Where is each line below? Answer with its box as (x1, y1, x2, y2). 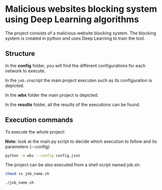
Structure (5, 50, 35, 58)
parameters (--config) (5, 143, 50, 149)
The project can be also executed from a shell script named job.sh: (5, 162, 141, 168)
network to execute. (5, 68, 46, 74)
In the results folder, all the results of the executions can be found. (5, 102, 140, 108)
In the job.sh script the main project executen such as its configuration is (5, 77, 153, 83)
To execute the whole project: (5, 129, 65, 135)
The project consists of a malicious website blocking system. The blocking (5, 30, 157, 36)
